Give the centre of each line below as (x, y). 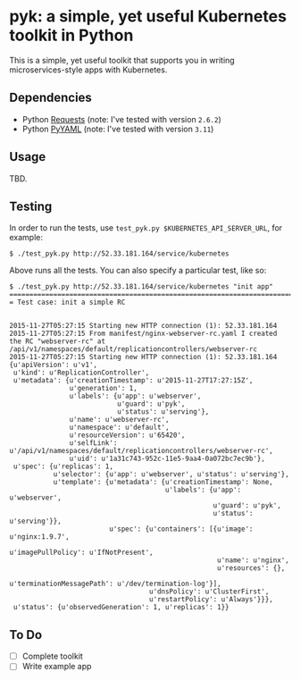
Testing (31, 206)
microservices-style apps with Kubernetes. (88, 70)
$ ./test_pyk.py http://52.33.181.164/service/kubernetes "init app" (142, 287)
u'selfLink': (93, 443)
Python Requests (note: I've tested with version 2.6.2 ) (121, 119)
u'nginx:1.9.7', (39, 537)
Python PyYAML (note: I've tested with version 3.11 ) (118, 129)
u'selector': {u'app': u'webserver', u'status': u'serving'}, (171, 474)
